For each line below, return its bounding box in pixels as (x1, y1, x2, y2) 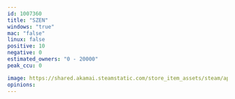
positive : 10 (7, 43, 45, 49)
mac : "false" (7, 29, 45, 37)
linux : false (7, 36, 45, 43)
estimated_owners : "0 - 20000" (7, 56, 99, 63)
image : (7, 75, 27, 82)
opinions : (7, 81, 36, 88)
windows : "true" (7, 23, 55, 30)
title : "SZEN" (7, 17, 49, 24)
